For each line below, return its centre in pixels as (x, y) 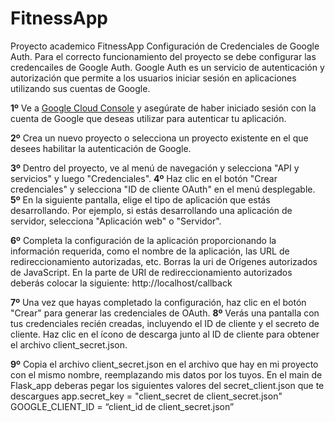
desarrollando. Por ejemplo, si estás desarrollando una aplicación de (151, 210)
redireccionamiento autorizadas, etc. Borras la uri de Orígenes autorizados (164, 261)
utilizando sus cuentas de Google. (80, 88)
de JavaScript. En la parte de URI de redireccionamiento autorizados (151, 272)
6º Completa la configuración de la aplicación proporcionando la (143, 240)
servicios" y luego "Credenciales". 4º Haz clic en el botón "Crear (144, 178)
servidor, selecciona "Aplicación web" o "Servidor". (116, 221)
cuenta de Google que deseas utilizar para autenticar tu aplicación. (148, 118)
